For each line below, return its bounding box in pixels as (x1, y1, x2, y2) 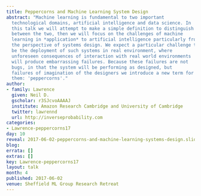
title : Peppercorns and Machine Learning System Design (6, 8, 148, 15)
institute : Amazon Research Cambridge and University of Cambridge (11, 103, 184, 109)
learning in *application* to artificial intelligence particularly (11, 36, 186, 42)
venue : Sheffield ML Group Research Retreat (6, 181, 119, 187)
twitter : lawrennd (11, 109, 58, 115)
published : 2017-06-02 (6, 176, 63, 182)
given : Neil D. (11, 92, 50, 98)
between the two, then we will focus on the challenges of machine (11, 31, 184, 37)
